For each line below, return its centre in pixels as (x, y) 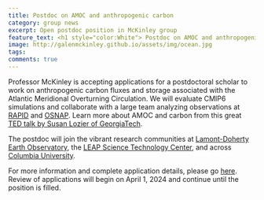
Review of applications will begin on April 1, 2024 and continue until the (124, 179)
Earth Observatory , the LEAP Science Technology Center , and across (120, 147)
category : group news (44, 23)
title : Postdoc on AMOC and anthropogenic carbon (91, 15)
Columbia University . (42, 155)
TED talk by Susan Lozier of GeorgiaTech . (75, 124)
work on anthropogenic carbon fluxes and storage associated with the (122, 90)
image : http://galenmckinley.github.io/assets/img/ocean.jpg (110, 45)
